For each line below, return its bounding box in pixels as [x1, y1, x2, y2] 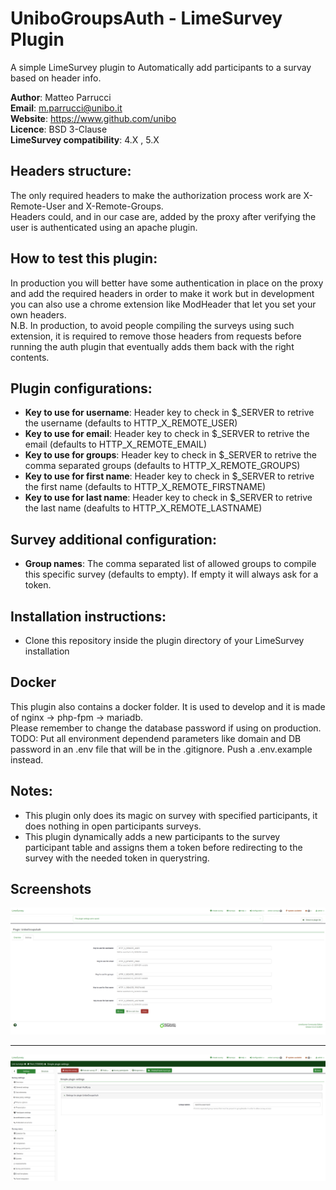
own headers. [10, 308, 67, 321]
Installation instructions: [10, 608, 167, 625]
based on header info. [10, 72, 102, 84]
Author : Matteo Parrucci [10, 91, 112, 103]
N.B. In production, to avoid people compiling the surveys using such [10, 319, 295, 331]
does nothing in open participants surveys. [24, 820, 202, 832]
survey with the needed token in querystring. [24, 852, 210, 864]
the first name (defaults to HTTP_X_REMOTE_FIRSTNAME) [24, 481, 267, 493]
